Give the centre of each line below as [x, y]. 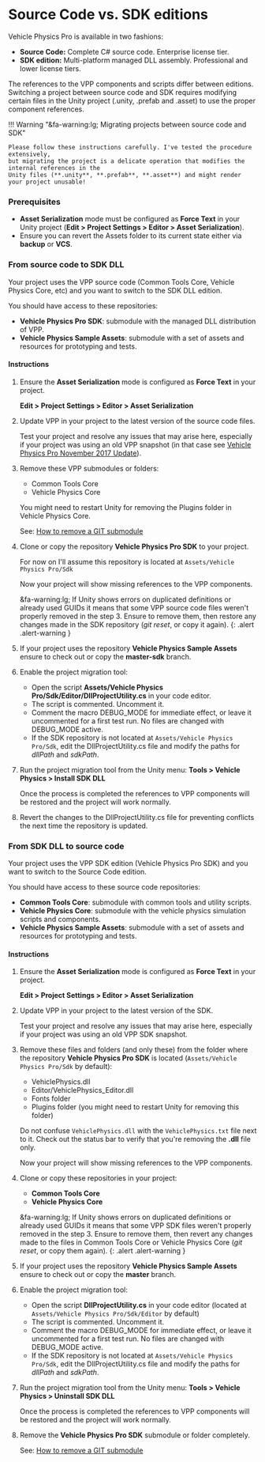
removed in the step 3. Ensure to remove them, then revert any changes [136, 1234]
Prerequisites [34, 202]
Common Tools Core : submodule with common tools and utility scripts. [136, 902]
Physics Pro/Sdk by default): [66, 1067]
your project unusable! [47, 182]
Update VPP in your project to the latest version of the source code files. [137, 421]
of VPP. [32, 329]
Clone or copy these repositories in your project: [98, 1178]
